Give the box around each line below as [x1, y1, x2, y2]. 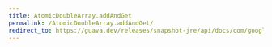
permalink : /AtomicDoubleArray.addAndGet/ [8, 19, 154, 27]
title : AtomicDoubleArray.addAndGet [8, 11, 132, 20]
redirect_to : [8, 26, 53, 34]
